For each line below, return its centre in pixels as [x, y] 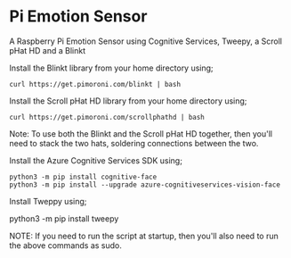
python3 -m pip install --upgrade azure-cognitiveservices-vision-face [145, 185]
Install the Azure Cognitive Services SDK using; [96, 160]
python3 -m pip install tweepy [64, 218]
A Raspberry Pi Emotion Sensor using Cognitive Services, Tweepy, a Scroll [146, 41]
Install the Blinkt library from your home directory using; [111, 68]
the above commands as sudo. [66, 245]
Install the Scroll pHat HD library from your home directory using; [128, 101]
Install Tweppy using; [48, 201]
